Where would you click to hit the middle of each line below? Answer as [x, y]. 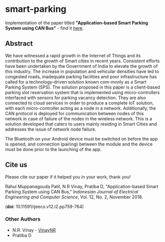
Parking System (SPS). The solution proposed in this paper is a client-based [82, 87]
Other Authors [23, 219]
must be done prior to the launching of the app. [53, 149]
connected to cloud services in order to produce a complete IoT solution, [80, 103]
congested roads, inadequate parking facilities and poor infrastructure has [81, 76]
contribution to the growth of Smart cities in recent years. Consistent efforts [82, 61]
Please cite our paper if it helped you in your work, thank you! [68, 177]
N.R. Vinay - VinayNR [34, 230]
